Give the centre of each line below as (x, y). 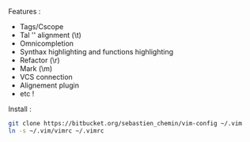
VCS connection (46, 77)
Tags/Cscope (42, 26)
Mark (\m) (36, 69)
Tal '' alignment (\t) (50, 35)
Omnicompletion (46, 43)
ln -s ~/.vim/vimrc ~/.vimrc (56, 131)
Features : (25, 11)
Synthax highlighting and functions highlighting (97, 52)
